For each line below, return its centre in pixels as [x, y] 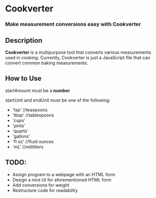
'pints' [19, 125]
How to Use [23, 78]
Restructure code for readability [45, 190]
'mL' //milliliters [28, 147]
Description [24, 40]
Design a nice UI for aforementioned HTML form [62, 180]
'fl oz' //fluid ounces [33, 141]
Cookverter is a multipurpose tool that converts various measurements [78, 52]
